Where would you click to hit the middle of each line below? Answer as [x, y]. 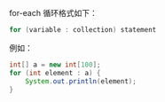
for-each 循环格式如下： [53, 13]
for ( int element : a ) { [55, 73]
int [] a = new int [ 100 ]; [55, 65]
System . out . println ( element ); [81, 81]
